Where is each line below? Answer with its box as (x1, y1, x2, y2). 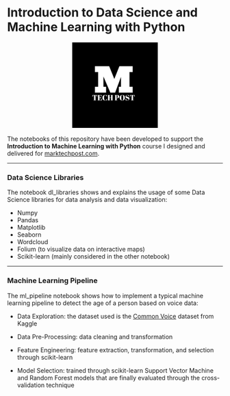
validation (16, 381, 45, 389)
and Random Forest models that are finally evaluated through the (16, 373, 201, 382)
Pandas (16, 216, 39, 224)
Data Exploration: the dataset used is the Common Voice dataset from (16, 312, 214, 320)
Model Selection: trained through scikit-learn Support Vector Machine (16, 366, 214, 374)
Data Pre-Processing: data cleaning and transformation (16, 332, 173, 341)
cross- (201, 373, 220, 382)
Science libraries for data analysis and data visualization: (7, 196, 168, 204)
